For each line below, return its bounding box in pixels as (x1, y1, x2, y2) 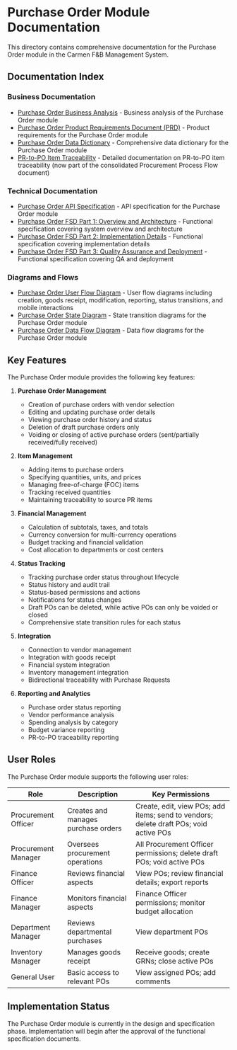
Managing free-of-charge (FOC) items (28, 481, 140, 489)
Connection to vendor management (28, 646, 132, 654)
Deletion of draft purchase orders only (28, 423, 140, 432)
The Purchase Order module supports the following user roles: (7, 772, 189, 781)
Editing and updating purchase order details (28, 408, 156, 416)
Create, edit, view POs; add (135, 801, 226, 811)
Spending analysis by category (28, 718, 119, 726)
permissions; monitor (135, 897, 206, 907)
